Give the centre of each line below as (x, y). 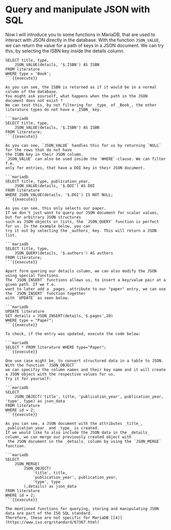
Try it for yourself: (28, 379)
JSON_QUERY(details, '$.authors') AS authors (64, 253)
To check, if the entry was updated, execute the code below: (73, 334)
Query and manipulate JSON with (78, 9)
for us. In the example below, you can (48, 226)
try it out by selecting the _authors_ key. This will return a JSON (81, 231)
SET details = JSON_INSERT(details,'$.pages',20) (59, 316)
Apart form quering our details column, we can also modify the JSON (81, 271)
